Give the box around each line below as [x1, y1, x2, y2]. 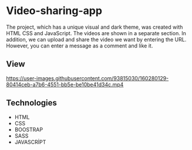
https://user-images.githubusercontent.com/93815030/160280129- [6, 74, 169, 81]
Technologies [6, 98, 58, 108]
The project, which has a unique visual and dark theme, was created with [6, 23, 183, 30]
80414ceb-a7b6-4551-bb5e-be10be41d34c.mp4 [6, 81, 124, 88]
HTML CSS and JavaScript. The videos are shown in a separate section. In [6, 29, 186, 36]
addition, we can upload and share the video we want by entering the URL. [6, 36, 187, 43]
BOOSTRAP [14, 126, 43, 133]
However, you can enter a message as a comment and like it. [6, 42, 153, 49]
